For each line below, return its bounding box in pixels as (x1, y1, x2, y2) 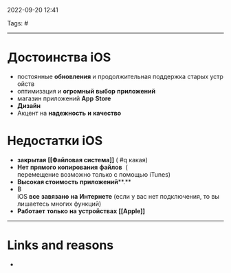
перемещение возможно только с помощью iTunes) (16, 170, 170, 178)
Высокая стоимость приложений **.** (16, 177, 132, 186)
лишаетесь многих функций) (16, 199, 102, 208)
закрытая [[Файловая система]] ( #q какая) (16, 155, 148, 164)
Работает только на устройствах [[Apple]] (16, 206, 146, 215)
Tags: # (7, 19, 29, 27)
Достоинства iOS (7, 50, 111, 65)
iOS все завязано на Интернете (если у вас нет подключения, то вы (16, 192, 220, 200)
